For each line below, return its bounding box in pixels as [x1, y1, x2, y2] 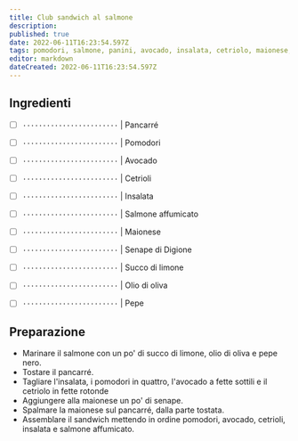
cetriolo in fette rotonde [21, 386, 109, 396]
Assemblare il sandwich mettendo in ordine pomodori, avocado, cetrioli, [21, 414, 286, 425]
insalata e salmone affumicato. [21, 424, 135, 435]
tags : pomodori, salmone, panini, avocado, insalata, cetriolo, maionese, [9, 46, 293, 55]
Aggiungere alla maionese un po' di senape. [21, 396, 184, 406]
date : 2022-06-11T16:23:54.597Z [9, 37, 129, 47]
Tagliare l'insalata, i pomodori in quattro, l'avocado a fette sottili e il [21, 376, 268, 388]
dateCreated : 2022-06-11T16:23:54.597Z [9, 63, 157, 72]
